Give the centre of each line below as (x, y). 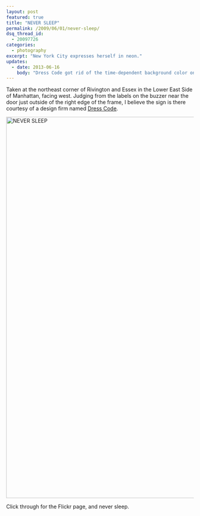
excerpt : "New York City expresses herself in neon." (74, 56)
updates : (17, 61)
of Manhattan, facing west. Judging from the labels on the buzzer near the (97, 96)
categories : (21, 45)
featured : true (25, 17)
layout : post (22, 12)
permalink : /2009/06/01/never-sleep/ (53, 28)
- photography (29, 51)
